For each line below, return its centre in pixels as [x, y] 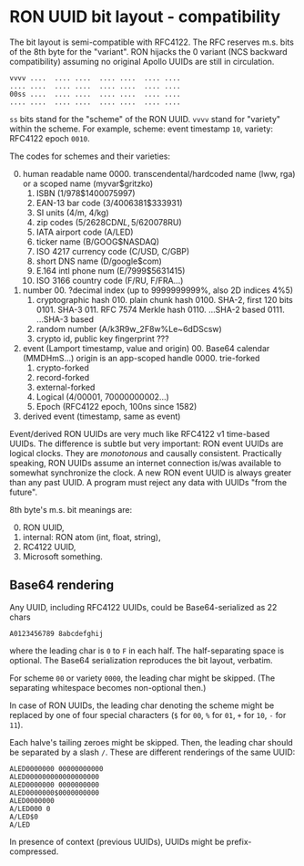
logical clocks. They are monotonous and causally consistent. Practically [146, 453]
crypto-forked [62, 368]
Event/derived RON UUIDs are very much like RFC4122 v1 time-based [140, 433]
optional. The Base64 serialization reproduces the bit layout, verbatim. [141, 660]
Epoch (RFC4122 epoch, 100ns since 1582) [117, 406]
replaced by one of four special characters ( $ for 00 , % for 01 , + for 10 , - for [148, 715]
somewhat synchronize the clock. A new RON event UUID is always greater [151, 473]
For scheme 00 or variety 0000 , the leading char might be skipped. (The [142, 678]
